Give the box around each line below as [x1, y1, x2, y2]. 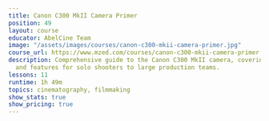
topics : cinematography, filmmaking [8, 85, 130, 94]
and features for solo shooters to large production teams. [15, 64, 220, 72]
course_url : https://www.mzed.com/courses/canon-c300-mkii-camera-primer [8, 49, 260, 57]
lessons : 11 [8, 71, 48, 79]
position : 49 [8, 19, 52, 27]
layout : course [8, 26, 59, 34]
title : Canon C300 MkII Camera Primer [8, 11, 138, 20]
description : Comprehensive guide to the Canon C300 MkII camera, [8, 57, 235, 64]
